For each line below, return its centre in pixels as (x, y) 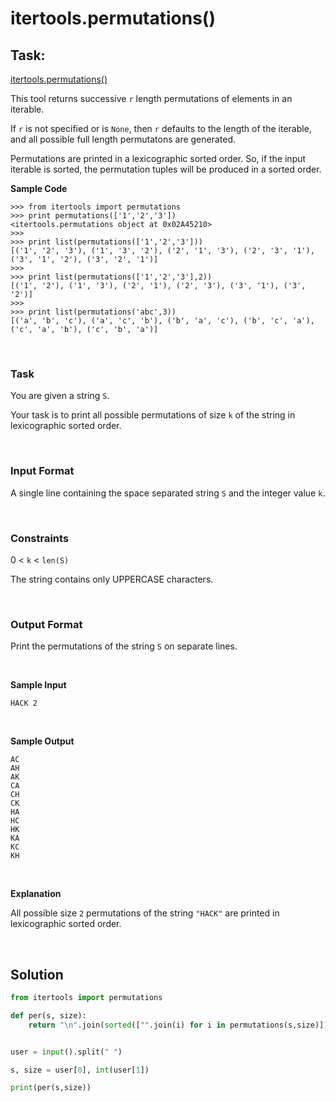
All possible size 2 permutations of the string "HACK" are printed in (145, 913)
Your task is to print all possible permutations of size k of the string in (153, 415)
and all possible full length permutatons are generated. (123, 139)
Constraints (40, 538)
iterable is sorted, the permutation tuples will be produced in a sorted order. (166, 169)
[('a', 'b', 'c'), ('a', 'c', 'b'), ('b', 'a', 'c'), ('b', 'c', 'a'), (162, 321)
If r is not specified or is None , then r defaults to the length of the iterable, (161, 128)
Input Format (42, 471)
